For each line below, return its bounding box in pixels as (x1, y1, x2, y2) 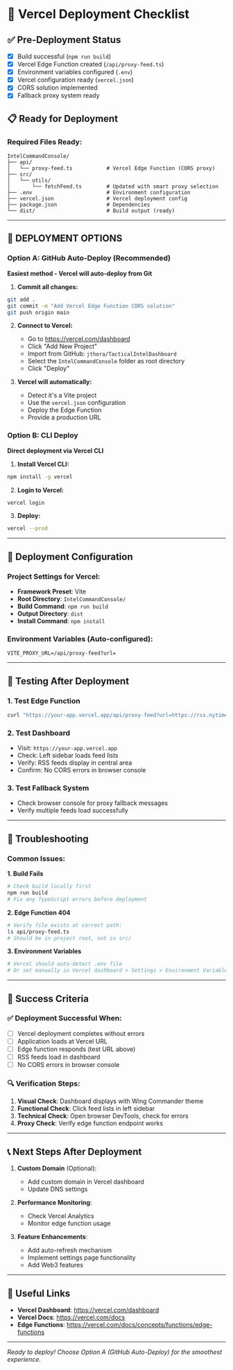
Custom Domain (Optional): (17, 1164, 97, 1172)
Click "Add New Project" (27, 342, 98, 351)
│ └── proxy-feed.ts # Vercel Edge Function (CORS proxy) (7, 165, 216, 172)
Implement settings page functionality (27, 1254, 137, 1262)
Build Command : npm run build (17, 602, 109, 610)
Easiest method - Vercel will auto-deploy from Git (7, 269, 153, 277)
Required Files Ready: (7, 137, 83, 146)
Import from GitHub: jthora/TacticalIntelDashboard (27, 349, 177, 358)
